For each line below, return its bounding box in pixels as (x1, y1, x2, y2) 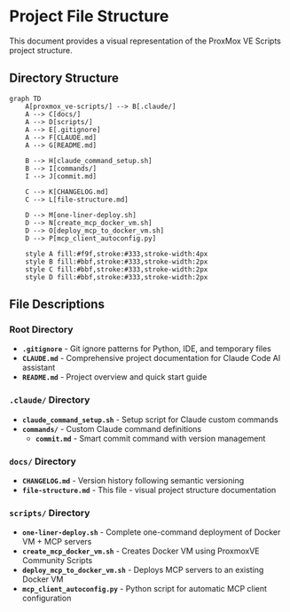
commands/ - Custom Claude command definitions (21, 423, 202, 434)
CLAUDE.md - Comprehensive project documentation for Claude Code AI (21, 353, 281, 364)
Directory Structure (9, 71, 120, 86)
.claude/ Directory (9, 394, 90, 406)
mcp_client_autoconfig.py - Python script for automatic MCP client (21, 584, 268, 594)
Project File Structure (9, 6, 169, 27)
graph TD (9, 94, 42, 103)
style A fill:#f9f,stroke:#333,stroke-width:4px (25, 249, 208, 258)
